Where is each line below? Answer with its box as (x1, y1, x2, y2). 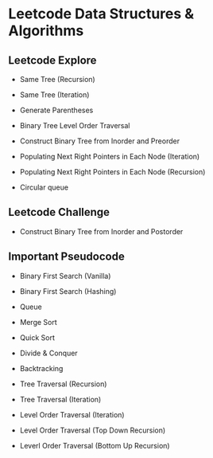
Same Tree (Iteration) (19, 90, 90, 100)
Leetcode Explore (8, 53, 97, 67)
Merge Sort (19, 317, 57, 327)
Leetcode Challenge (8, 206, 110, 219)
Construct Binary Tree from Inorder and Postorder (19, 226, 184, 236)
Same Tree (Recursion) (19, 75, 95, 84)
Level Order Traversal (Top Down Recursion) (19, 425, 166, 435)
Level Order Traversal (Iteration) (19, 409, 125, 419)
